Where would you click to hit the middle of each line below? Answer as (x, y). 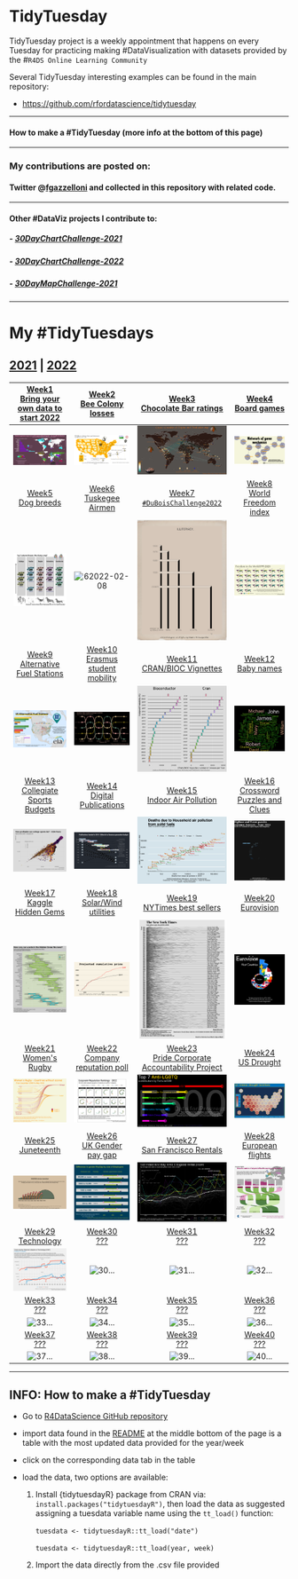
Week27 (182, 1141)
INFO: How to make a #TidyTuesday (110, 1395)
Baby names (259, 668)
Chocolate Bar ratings (182, 408)
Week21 (40, 1048)
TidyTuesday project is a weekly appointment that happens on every (134, 41)
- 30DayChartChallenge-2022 (67, 261)
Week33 (40, 1300)
